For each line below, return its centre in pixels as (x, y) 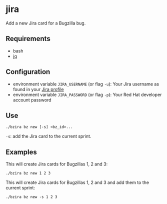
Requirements (28, 39)
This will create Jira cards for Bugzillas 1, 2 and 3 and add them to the (77, 182)
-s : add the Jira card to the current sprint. (48, 136)
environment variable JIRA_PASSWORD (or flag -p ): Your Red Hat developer (87, 94)
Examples (21, 152)
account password (32, 100)
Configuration (28, 72)
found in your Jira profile (38, 89)
